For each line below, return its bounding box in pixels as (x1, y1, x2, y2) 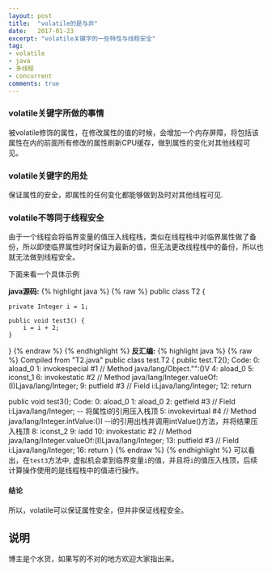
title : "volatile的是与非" (8, 19, 99, 27)
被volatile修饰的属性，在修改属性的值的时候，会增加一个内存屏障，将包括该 (8, 127, 259, 137)
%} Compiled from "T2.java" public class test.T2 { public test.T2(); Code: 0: (8, 355, 261, 365)
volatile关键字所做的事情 (8, 108, 104, 119)
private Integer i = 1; (8, 302, 89, 311)
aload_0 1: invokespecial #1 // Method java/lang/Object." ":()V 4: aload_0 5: (8, 364, 255, 374)
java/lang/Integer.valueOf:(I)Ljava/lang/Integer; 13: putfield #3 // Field (8, 436, 240, 446)
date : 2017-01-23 (8, 27, 74, 35)
